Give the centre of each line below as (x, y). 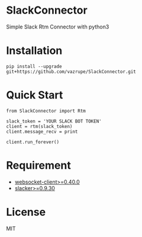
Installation (34, 51)
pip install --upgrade (34, 66)
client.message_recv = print (42, 132)
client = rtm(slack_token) (39, 126)
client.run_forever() (33, 142)
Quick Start (35, 95)
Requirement (38, 165)
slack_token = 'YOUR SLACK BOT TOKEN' (54, 121)
